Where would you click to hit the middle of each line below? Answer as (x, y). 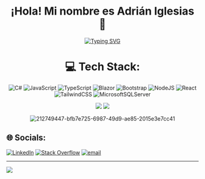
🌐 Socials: (26, 138)
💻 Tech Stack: (103, 67)
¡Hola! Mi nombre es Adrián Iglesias (103, 11)
